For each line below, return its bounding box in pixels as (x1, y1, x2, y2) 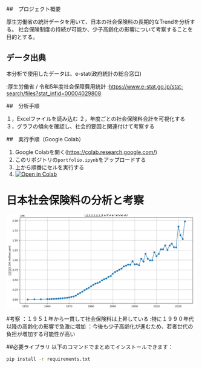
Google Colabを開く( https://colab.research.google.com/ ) (15, 148, 157, 156)
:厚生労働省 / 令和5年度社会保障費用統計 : (6, 82, 109, 90)
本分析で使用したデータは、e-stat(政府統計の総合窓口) (6, 70, 142, 77)
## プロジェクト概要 (6, 5, 61, 12)
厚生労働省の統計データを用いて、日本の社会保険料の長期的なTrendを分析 (6, 18, 191, 25)
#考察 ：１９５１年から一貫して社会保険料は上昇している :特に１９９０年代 (6, 315, 194, 323)
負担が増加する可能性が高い (6, 330, 76, 338)
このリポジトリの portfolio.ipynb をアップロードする (15, 156, 146, 163)
